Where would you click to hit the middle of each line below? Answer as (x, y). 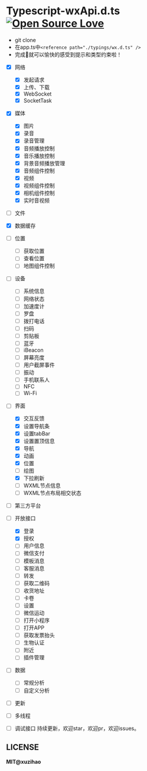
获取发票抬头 (39, 635)
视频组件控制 (39, 185)
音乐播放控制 (39, 156)
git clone (25, 40)
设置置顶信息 (39, 441)
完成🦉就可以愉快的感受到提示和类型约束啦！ (68, 54)
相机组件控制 (39, 193)
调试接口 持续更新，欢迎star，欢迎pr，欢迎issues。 (77, 728)
